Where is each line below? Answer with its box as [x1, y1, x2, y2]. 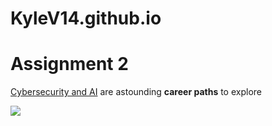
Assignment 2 [10, 53, 129, 76]
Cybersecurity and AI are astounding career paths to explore [10, 86, 262, 98]
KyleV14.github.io [10, 7, 162, 30]
